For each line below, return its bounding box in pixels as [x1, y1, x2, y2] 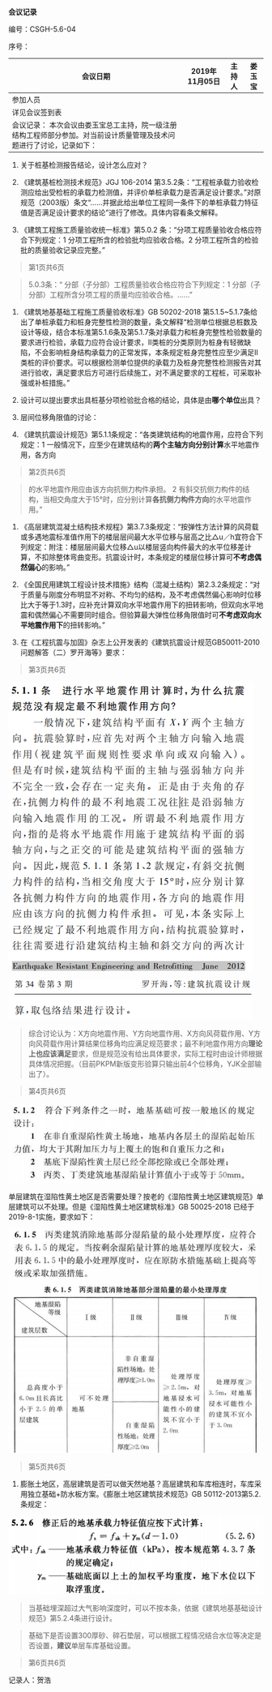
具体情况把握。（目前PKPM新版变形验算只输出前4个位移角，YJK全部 [28, 1059, 255, 1069]
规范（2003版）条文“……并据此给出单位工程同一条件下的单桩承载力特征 [19, 197, 259, 207]
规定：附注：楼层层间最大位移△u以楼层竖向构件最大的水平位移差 [27, 542, 245, 551]
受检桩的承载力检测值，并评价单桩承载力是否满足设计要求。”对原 [48, 187, 261, 197]
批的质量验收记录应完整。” [19, 245, 105, 255]
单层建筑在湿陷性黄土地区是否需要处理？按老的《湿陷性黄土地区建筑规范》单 [8, 1191, 264, 1202]
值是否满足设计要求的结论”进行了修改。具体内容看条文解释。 [19, 208, 223, 217]
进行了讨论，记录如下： [19, 140, 97, 150]
